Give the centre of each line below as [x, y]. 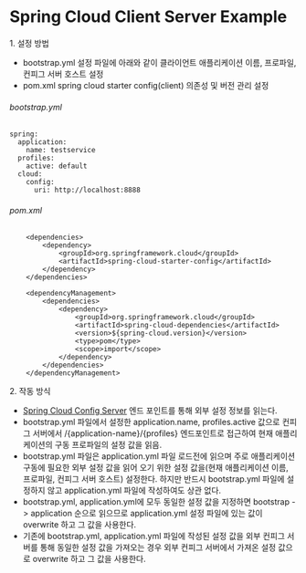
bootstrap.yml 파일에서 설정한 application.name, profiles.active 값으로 [151, 422]
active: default [57, 166]
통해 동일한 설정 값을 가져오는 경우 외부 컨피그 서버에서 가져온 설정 [158, 547]
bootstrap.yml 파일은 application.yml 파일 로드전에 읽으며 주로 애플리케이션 [158, 456]
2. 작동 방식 [30, 391]
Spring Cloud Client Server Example [148, 17]
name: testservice [61, 151]
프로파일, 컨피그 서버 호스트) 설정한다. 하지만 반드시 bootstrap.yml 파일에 [153, 479]
